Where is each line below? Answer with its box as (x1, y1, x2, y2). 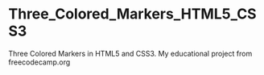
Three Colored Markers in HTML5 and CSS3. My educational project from (8, 48, 253, 58)
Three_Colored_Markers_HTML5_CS (8, 5, 257, 23)
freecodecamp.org (8, 57, 71, 67)
